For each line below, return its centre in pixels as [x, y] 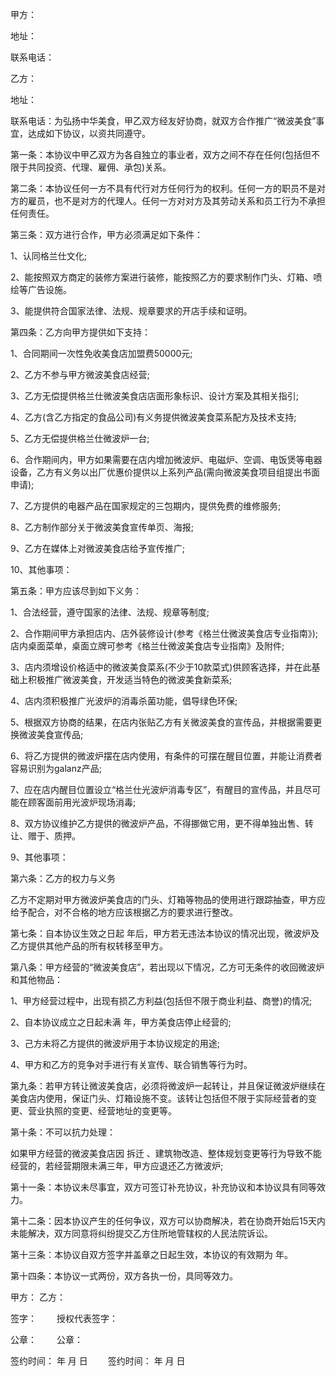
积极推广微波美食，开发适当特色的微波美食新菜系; [130, 679]
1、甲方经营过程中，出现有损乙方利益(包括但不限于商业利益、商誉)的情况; [161, 1001]
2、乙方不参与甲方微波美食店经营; [80, 374]
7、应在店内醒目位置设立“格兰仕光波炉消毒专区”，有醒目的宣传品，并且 [157, 789]
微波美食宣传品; [51, 734]
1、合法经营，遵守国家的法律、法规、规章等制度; [110, 612]
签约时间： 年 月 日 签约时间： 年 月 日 [98, 1361]
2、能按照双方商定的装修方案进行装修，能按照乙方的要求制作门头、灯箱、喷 [166, 277]
